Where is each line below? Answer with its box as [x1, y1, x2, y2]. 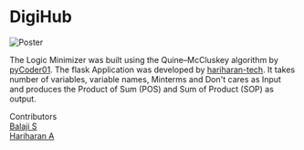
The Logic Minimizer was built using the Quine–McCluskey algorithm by [9, 54, 278, 65]
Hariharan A [9, 130, 55, 141]
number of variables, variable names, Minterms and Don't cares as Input [9, 73, 281, 84]
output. [9, 93, 37, 104]
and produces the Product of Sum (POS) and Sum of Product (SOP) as [9, 83, 274, 94]
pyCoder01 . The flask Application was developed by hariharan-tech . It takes [9, 64, 296, 75]
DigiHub [9, 6, 73, 27]
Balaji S [9, 121, 37, 132]
